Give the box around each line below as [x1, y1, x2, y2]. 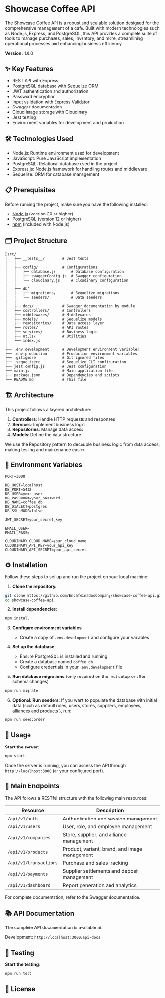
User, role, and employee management [62, 823, 152, 830]
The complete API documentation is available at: [5, 925, 103, 930]
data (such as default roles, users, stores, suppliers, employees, [12, 703, 142, 709]
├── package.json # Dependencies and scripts [5, 373, 120, 378]
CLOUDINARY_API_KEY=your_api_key [5, 543, 74, 548]
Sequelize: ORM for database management [12, 171, 100, 177]
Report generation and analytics [62, 882, 137, 889]
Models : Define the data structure [12, 432, 81, 437]
